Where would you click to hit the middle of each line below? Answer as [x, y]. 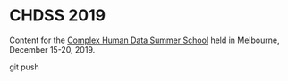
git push [25, 67]
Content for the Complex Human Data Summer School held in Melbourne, [144, 40]
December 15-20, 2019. [52, 49]
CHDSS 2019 [57, 16]
